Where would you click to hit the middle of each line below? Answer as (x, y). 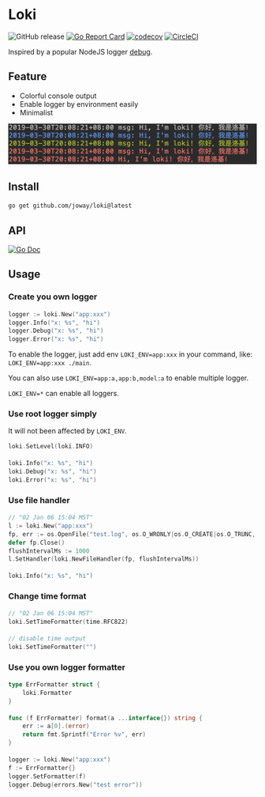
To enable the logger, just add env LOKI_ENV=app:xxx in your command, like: (131, 354)
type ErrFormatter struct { (54, 685)
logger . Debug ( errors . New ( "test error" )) (76, 784)
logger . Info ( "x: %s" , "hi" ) (54, 323)
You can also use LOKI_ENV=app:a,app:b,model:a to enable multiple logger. (129, 378)
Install (24, 186)
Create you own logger (53, 297)
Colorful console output (58, 96)
